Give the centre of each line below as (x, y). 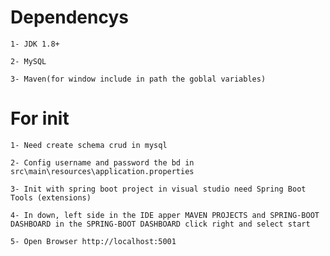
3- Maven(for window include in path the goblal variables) (138, 79)
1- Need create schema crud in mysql (89, 145)
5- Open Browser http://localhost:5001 (93, 241)
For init (40, 118)
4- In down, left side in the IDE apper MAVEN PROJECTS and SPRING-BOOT (165, 215)
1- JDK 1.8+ (35, 44)
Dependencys (69, 17)
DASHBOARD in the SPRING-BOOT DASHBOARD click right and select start (160, 224)
